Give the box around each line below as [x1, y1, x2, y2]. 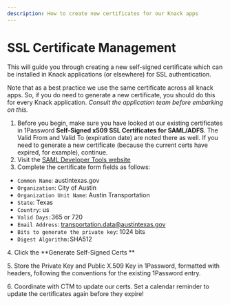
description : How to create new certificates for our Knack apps [7, 10, 198, 17]
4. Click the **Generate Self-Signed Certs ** [7, 248, 136, 256]
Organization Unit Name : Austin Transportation [17, 190, 150, 199]
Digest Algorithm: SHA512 [17, 235, 93, 243]
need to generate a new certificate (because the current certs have [17, 141, 209, 149]
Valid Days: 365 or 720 [17, 213, 83, 221]
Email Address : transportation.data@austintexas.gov [17, 220, 166, 228]
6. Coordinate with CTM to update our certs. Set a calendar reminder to [7, 282, 210, 291]
